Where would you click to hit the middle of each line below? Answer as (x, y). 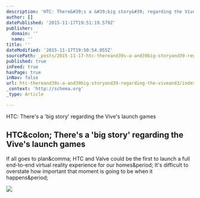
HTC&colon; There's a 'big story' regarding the (95, 135)
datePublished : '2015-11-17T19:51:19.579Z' (61, 23)
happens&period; (27, 177)
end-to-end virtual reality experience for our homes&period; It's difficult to (97, 165)
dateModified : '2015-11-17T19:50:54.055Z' (60, 50)
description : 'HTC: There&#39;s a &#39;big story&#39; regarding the (94, 12)
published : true (26, 61)
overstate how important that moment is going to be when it (79, 171)
